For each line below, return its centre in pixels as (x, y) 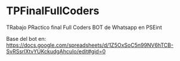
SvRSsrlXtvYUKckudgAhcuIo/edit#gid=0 (56, 51)
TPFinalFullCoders (53, 11)
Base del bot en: (26, 38)
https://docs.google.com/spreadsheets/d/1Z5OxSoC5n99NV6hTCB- (90, 45)
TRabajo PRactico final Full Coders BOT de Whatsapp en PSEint (84, 27)
